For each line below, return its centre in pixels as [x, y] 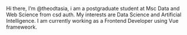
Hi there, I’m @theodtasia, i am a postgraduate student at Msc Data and [93, 8]
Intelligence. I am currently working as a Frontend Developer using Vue [92, 21]
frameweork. [22, 27]
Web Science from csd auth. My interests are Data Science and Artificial [94, 15]
